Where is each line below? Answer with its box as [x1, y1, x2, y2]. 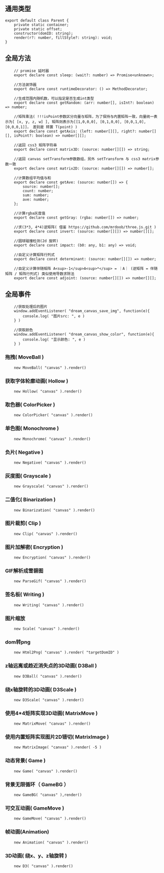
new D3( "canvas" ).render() [14, 864, 73, 869]
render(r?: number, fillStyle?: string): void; [14, 35, 113, 40]
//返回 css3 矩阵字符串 [14, 142, 57, 147]
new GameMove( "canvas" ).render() [14, 816, 87, 821]
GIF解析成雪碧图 [5, 567, 44, 574]
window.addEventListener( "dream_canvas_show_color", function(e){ [14, 332, 154, 337]
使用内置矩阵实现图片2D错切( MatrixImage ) [5, 733, 109, 740]
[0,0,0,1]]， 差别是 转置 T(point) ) [5, 124, 77, 129]
